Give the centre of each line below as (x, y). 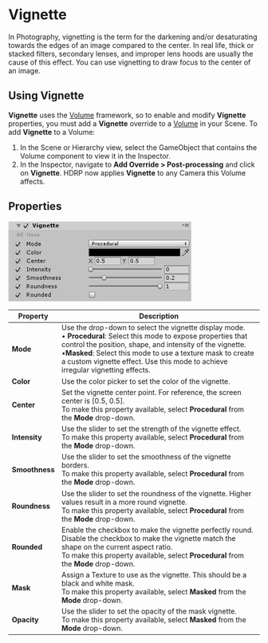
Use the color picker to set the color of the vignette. (146, 381)
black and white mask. (98, 583)
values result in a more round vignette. (124, 502)
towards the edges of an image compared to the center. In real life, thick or (131, 45)
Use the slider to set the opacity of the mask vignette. (149, 611)
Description (159, 316)
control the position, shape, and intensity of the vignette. (154, 345)
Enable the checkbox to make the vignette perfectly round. (157, 530)
